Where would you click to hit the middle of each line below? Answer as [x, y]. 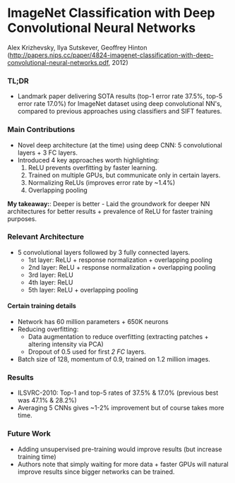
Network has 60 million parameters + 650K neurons [93, 322]
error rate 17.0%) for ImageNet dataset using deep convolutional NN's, [120, 104]
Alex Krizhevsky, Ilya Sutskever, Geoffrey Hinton [77, 47]
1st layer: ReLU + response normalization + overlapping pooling [120, 260]
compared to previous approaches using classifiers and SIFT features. [120, 112]
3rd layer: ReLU [51, 275]
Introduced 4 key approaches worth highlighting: [89, 160]
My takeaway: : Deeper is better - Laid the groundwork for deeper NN [109, 203]
